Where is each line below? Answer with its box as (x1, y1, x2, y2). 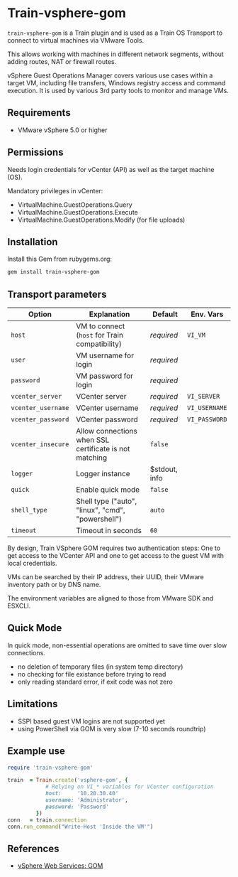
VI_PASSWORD (186, 416, 227, 424)
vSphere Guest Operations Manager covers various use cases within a (7, 71, 213, 80)
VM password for (75, 371, 133, 381)
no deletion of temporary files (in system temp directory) (17, 662, 183, 671)
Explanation (89, 309, 130, 319)
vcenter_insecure (11, 441, 69, 448)
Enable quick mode (75, 485, 140, 495)
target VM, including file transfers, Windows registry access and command (7, 78, 226, 87)
